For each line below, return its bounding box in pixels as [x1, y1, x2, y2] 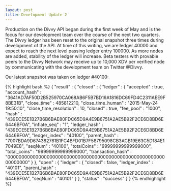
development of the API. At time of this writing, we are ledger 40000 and [5, 42, 158, 48]
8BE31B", [5, 100, 24, 106]
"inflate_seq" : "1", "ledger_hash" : [32, 121, 103, 128]
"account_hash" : [5, 89, 42, 95]
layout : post [5, 7, 33, 13]
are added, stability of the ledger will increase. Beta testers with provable [5, 53, 159, 59]
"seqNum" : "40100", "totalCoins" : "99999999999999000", [25, 143, 152, 149]
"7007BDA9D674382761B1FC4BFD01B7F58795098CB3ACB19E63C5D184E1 [5, 138, 165, 144]
